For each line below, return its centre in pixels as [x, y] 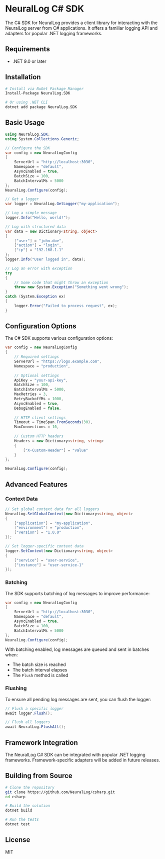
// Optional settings [36, 375]
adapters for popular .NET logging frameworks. [54, 33]
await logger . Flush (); [29, 713]
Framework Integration [42, 743]
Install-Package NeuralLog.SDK [38, 93]
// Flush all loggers [28, 722]
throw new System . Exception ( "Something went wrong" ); [71, 287]
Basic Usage [25, 123]
